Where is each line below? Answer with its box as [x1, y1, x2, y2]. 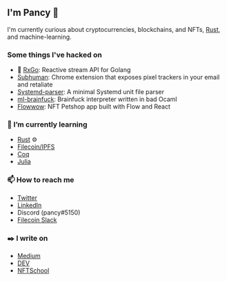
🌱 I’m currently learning [7, 120, 88, 129]
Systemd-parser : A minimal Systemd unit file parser [17, 88, 164, 96]
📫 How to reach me [7, 175, 75, 185]
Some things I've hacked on [7, 50, 102, 60]
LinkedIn [17, 201, 42, 209]
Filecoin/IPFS [17, 143, 55, 151]
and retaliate [17, 80, 53, 89]
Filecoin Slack [17, 215, 57, 224]
